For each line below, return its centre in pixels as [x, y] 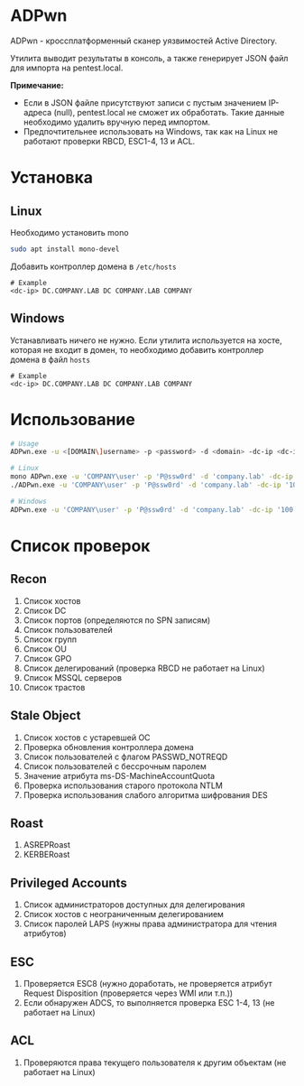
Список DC [45, 610]
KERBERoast [46, 855]
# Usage [25, 443]
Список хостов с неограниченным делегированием [124, 914]
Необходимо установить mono [69, 232]
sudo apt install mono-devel [65, 249]
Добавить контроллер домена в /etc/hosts [93, 266]
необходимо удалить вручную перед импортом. [117, 122]
